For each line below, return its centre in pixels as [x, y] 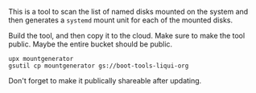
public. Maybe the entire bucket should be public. [91, 44]
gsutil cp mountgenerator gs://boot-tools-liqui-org [99, 66]
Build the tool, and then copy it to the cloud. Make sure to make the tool [127, 36]
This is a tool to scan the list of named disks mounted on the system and [128, 12]
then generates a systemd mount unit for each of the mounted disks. [121, 20]
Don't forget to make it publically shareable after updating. [105, 81]
